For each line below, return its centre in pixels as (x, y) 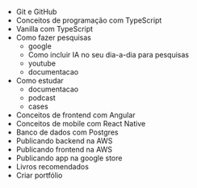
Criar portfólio (39, 175)
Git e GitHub (36, 12)
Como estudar (40, 81)
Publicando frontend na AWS (64, 150)
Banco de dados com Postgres (67, 132)
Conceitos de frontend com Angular (75, 115)
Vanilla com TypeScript (54, 29)
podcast (42, 98)
